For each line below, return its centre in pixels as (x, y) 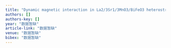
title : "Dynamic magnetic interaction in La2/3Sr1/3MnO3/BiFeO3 (75, 10)
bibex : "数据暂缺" (23, 38)
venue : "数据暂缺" (23, 33)
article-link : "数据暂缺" (31, 28)
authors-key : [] (22, 19)
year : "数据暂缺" (22, 24)
